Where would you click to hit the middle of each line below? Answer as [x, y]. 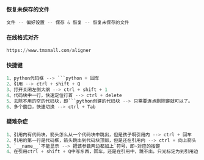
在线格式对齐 [22, 37]
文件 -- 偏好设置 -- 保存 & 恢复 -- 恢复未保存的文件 [68, 23]
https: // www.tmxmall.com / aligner [49, 51]
